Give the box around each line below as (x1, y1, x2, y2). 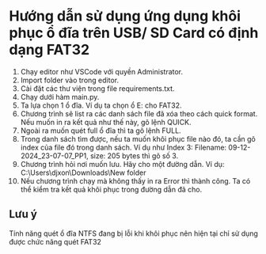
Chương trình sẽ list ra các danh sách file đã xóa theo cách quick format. (20, 108, 258, 118)
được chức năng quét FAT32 (9, 237, 102, 246)
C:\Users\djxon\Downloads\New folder (20, 168, 146, 177)
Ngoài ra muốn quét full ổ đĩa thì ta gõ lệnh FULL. (20, 126, 181, 135)
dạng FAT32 (9, 41, 90, 59)
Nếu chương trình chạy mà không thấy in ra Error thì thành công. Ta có (20, 176, 251, 185)
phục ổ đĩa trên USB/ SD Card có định (9, 24, 259, 42)
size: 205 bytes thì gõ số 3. (90, 150, 179, 161)
